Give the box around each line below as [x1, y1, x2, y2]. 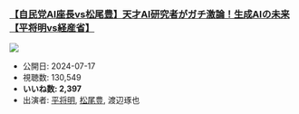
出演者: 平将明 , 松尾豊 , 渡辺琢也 [22, 95, 140, 106]
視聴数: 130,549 [22, 72, 82, 83]
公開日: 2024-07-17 [22, 61, 96, 71]
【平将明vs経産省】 [9, 21, 95, 33]
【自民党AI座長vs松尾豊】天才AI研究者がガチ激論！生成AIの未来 [9, 7, 290, 20]
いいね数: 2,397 [22, 83, 82, 94]
